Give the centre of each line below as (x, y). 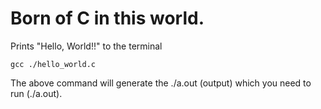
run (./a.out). (36, 93)
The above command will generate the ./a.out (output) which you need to (161, 83)
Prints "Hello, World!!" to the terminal (86, 46)
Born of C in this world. (107, 18)
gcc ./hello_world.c (53, 64)
